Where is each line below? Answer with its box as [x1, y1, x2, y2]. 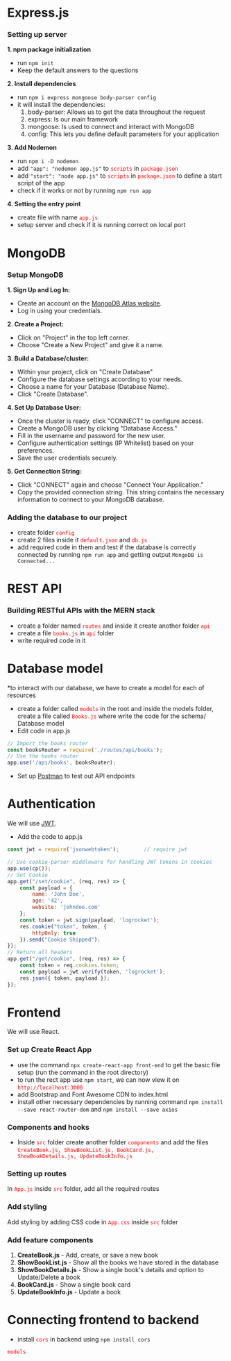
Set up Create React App [7, 1045, 92, 1055]
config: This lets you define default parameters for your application [27, 130, 220, 138]
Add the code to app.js [17, 833, 83, 841]
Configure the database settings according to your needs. [17, 375, 183, 383]
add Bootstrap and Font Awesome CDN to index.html [17, 1090, 169, 1099]
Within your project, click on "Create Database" [17, 367, 153, 376]
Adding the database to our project [7, 512, 128, 522]
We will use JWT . [7, 819, 57, 828]
